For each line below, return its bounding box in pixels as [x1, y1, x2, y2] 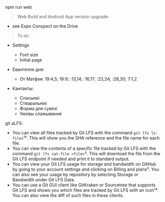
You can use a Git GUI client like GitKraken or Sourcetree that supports [12, 182, 156, 188]
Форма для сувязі [19, 106, 58, 111]
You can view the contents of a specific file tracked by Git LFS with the [12, 145, 156, 151]
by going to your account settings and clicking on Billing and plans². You [12, 167, 159, 172]
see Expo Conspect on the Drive [12, 23, 78, 29]
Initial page [19, 57, 42, 63]
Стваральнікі [19, 100, 47, 106]
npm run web [5, 4, 32, 10]
